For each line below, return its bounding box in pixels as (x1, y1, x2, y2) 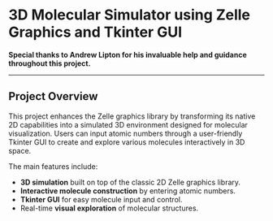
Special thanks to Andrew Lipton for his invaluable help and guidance (8, 50, 248, 59)
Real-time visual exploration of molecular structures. (19, 203, 199, 213)
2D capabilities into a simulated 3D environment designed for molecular (8, 119, 248, 129)
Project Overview (8, 89, 98, 103)
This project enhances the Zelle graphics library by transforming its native (8, 111, 256, 121)
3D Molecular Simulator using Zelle (8, 6, 250, 24)
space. (8, 145, 32, 155)
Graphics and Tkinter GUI (8, 23, 183, 41)
